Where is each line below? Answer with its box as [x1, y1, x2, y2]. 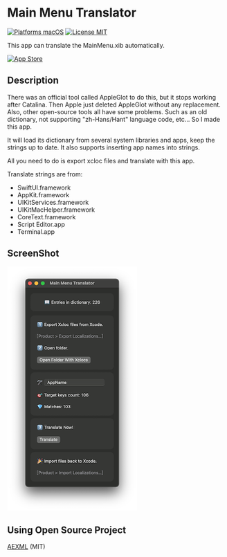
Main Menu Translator [7, 5, 137, 21]
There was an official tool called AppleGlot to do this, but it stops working [7, 93, 217, 101]
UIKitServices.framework [17, 198, 89, 206]
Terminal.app [17, 227, 55, 236]
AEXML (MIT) [7, 542, 46, 551]
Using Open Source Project [7, 524, 127, 536]
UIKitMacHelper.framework [17, 206, 96, 214]
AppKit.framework [17, 190, 70, 199]
